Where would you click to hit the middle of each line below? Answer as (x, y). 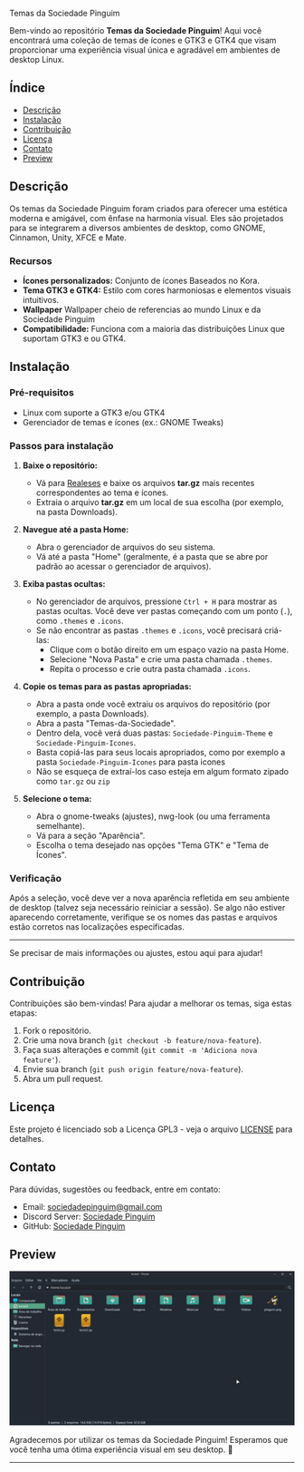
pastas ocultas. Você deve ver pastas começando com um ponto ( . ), (164, 610)
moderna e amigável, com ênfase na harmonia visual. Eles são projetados (147, 218)
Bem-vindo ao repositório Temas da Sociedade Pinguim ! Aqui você (136, 30)
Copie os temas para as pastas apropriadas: (107, 686)
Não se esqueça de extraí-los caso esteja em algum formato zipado (162, 771)
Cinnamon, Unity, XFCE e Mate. (68, 237)
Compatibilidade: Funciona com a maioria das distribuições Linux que (153, 328)
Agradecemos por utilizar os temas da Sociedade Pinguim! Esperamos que (149, 1440)
